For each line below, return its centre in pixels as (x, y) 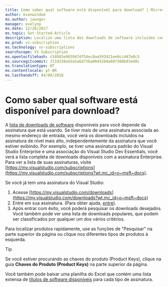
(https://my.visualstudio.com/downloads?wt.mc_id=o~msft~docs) (80, 198)
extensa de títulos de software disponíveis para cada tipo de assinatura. (79, 279)
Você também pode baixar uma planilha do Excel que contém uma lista (78, 274)
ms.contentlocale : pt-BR (31, 71)
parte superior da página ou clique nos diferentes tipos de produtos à (77, 234)
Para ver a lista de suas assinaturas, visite (48, 162)
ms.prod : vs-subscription (32, 43)
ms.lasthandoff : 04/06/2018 (34, 75)
